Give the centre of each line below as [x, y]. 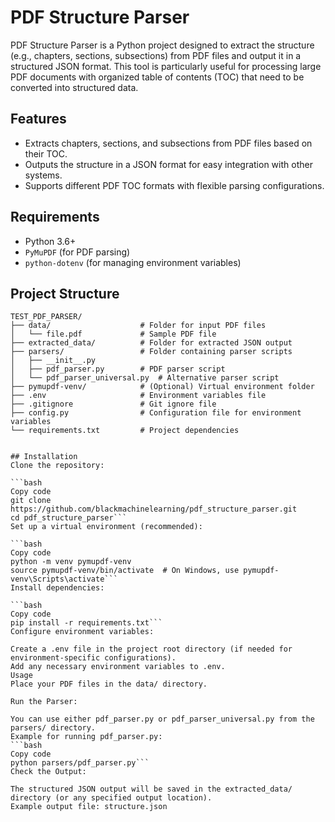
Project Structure [65, 293]
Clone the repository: [57, 466]
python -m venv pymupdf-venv [71, 562]
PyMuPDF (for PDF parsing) [77, 252]
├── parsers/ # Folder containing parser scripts [151, 352]
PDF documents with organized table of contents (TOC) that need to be [157, 77]
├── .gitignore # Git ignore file [113, 404]
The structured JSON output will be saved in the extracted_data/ [151, 789]
